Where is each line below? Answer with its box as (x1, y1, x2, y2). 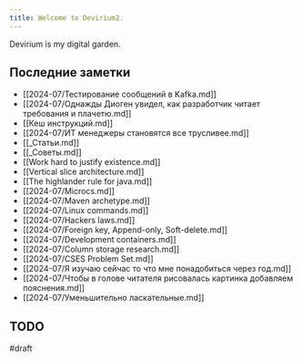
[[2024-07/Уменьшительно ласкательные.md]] (22, 293, 205, 304)
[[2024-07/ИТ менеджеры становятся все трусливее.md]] (22, 128, 250, 139)
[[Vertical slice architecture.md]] (22, 166, 145, 178)
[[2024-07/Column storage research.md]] (22, 243, 180, 255)
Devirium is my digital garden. (9, 38, 121, 49)
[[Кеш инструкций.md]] (22, 118, 114, 129)
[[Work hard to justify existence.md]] (22, 157, 161, 168)
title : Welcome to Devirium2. (9, 13, 125, 23)
